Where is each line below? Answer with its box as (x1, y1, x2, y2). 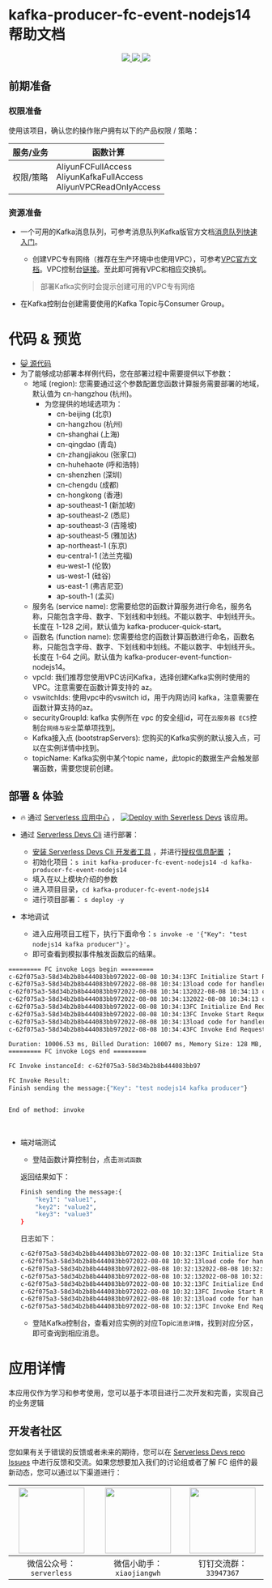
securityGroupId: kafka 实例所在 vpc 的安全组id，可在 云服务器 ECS (32, 713, 250, 722)
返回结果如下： (19, 1172, 70, 1181)
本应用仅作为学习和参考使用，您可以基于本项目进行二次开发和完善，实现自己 (8, 1388, 264, 1398)
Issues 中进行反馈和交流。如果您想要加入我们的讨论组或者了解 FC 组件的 (8, 1457, 251, 1467)
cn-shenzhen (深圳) (56, 470, 123, 479)
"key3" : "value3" (35, 1211, 94, 1219)
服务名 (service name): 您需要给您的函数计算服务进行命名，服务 (32, 601, 245, 611)
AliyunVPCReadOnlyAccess (56, 181, 161, 192)
